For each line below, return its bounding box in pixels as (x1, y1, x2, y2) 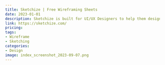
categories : (5, 43, 29, 48)
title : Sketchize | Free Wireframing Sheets (5, 7, 98, 12)
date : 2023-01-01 (5, 12, 41, 17)
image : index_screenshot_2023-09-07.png (5, 52, 89, 58)
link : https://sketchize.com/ (5, 21, 67, 26)
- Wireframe (5, 35, 29, 40)
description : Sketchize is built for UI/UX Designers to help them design (5, 16, 162, 21)
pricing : (5, 25, 23, 30)
